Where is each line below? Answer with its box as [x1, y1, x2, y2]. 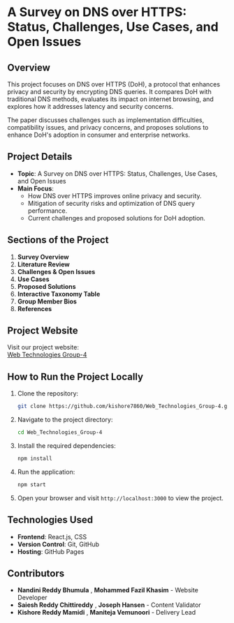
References [17, 304, 52, 313]
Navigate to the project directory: [17, 416, 113, 424]
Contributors [7, 567, 65, 579]
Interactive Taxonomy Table [17, 290, 101, 298]
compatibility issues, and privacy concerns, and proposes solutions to [7, 123, 209, 131]
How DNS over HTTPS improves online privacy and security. [27, 191, 202, 200]
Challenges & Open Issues [17, 267, 96, 276]
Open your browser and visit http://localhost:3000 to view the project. [17, 493, 224, 502]
